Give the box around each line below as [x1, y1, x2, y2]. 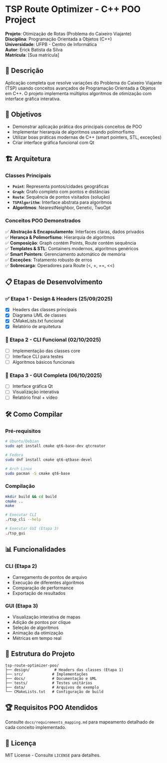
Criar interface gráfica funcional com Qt [12, 139, 95, 146]
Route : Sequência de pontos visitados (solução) [12, 194, 110, 200]
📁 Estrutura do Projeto [5, 649, 75, 658]
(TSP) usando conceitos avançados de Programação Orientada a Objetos [5, 85, 156, 91]
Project [5, 14, 36, 26]
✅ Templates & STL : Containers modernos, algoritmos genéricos [5, 245, 139, 251]
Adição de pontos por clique [12, 619, 71, 625]
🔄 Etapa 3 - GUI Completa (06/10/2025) [5, 372, 102, 379]
